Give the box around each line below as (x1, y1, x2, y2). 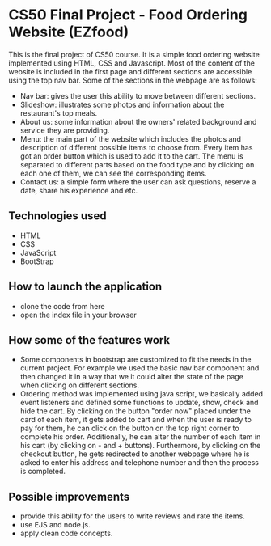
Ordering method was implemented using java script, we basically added (19, 389, 264, 399)
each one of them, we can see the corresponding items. (19, 168, 207, 178)
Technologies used (8, 209, 107, 223)
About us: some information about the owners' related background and (19, 116, 257, 126)
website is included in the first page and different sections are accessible (8, 66, 252, 76)
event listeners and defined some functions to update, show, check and (19, 398, 259, 408)
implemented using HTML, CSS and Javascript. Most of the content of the (8, 58, 255, 68)
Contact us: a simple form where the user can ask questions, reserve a (19, 176, 256, 187)
